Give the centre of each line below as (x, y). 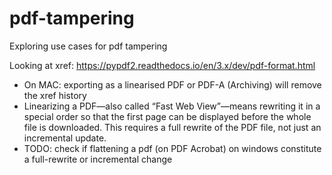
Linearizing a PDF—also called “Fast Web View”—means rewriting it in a (172, 106)
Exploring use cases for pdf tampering (88, 46)
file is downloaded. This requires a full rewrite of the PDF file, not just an (172, 127)
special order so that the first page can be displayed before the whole (167, 116)
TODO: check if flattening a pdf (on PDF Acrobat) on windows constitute (172, 148)
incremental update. (65, 138)
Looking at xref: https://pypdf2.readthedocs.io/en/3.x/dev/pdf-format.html (162, 65)
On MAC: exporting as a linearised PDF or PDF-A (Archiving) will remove (172, 84)
